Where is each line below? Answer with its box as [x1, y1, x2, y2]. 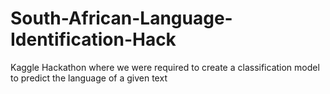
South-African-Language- [10, 7, 233, 30]
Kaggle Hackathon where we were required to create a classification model [10, 61, 320, 73]
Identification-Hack [10, 28, 177, 51]
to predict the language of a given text [10, 72, 168, 84]
